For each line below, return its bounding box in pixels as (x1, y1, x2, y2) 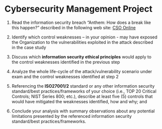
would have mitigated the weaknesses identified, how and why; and (11, 98, 147, 104)
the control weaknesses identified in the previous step (11, 59, 120, 65)
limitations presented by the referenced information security (11, 113, 132, 119)
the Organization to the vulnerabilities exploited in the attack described (11, 39, 153, 45)
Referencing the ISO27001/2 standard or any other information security (11, 83, 155, 89)
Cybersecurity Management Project (4, 3, 153, 15)
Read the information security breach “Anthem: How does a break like (11, 19, 151, 25)
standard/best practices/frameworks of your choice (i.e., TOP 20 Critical (11, 88, 157, 94)
